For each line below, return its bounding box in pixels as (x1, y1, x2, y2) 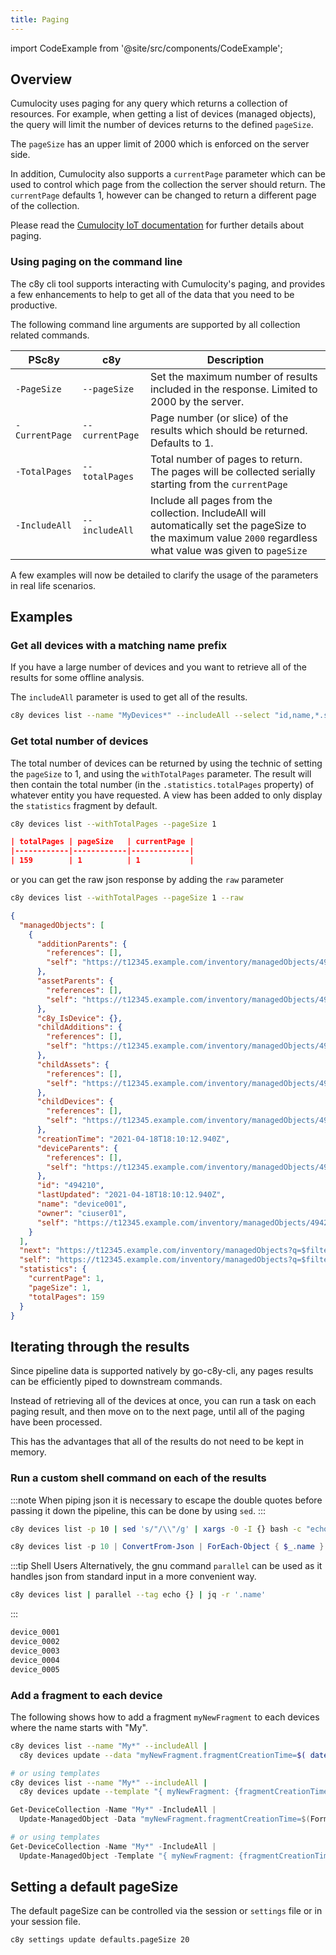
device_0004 (10, 1655, 60, 1665)
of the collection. (10, 200, 80, 212)
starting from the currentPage (150, 477, 288, 491)
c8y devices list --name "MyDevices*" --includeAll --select (10, 711, 271, 721)
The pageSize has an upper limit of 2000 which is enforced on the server (10, 138, 310, 150)
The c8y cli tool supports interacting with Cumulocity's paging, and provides (10, 277, 326, 290)
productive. (10, 299, 58, 311)
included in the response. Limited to (150, 382, 318, 396)
